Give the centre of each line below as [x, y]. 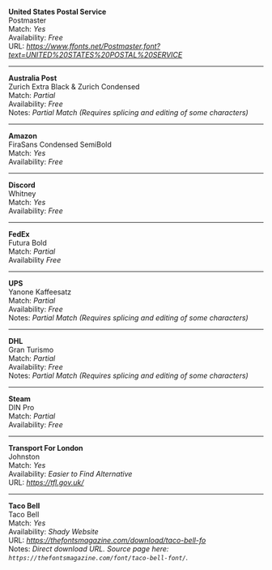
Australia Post [33, 78]
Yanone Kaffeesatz [40, 292]
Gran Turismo [31, 349]
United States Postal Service [57, 12]
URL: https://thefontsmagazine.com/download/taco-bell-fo [107, 540]
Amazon [23, 136]
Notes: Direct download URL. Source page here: [89, 549]
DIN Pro [21, 407]
